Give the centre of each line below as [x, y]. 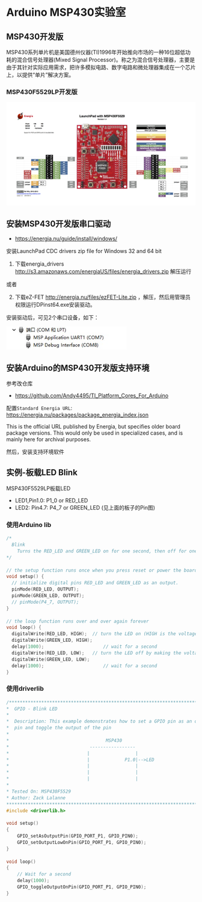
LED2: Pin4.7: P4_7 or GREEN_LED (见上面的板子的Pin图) [85, 507]
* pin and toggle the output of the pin [59, 728]
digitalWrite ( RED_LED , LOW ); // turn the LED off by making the [96, 653]
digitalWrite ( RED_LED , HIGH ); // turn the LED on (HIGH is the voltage [105, 634]
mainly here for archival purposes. [49, 440]
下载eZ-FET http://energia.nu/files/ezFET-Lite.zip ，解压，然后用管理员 [103, 297]
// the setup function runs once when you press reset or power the [94, 570]
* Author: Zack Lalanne [36, 798]
